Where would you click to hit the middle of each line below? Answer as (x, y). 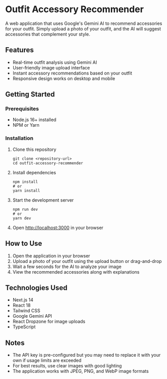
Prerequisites (22, 109)
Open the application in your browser (51, 256)
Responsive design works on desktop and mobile (64, 78)
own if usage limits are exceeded (47, 360)
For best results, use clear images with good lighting (67, 366)
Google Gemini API (32, 316)
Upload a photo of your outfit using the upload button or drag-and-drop (87, 261)
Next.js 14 (23, 300)
